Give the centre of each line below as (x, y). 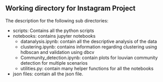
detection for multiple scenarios (54, 63)
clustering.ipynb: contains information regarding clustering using (89, 47)
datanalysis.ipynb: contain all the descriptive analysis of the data (89, 41)
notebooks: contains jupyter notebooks (54, 36)
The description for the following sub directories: (57, 20)
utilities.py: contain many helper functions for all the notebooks (87, 68)
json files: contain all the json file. (48, 74)
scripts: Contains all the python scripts (53, 31)
